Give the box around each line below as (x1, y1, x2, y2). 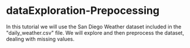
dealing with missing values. (6, 35, 75, 42)
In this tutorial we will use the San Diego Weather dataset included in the (6, 23, 182, 30)
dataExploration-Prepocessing (6, 4, 160, 17)
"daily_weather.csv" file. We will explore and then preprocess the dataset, (6, 29, 184, 36)
